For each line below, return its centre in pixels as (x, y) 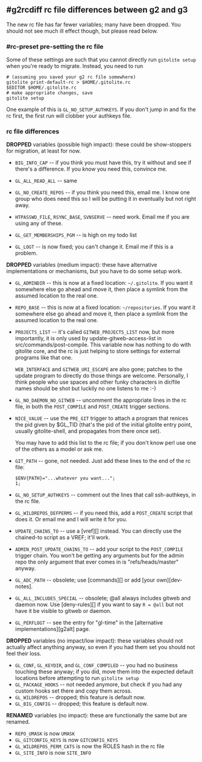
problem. (26, 253)
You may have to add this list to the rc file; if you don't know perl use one (106, 443)
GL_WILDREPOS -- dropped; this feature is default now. (80, 697)
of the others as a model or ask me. (59, 449)
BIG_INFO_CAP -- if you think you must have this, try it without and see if (103, 163)
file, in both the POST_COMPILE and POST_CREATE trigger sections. (93, 407)
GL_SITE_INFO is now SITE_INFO (53, 753)
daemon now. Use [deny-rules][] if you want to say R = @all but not (99, 605)
